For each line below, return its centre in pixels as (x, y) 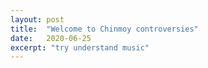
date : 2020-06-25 (51, 38)
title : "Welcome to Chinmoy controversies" (104, 29)
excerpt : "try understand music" (80, 47)
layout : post (37, 19)
